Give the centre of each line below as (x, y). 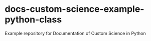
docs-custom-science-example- (74, 9)
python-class (33, 20)
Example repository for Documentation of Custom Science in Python (75, 33)
